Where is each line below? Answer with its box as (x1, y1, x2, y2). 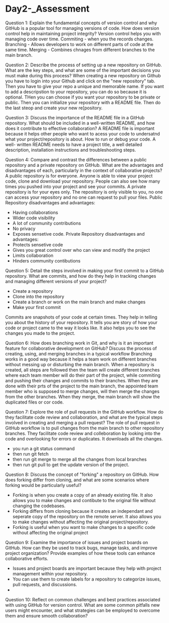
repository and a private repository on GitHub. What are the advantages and (5, 162, 163, 168)
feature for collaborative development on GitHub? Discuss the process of (5, 345, 157, 351)
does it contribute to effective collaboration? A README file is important (5, 125, 155, 131)
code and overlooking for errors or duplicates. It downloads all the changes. (5, 435, 163, 441)
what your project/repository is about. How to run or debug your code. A (5, 136, 156, 142)
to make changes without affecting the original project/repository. (12, 519, 149, 525)
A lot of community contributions (12, 220, 81, 226)
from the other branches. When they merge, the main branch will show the (5, 393, 160, 399)
